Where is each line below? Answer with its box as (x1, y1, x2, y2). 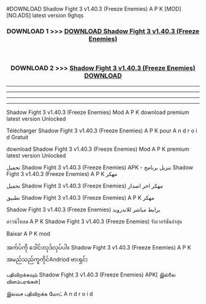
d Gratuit (6, 133, 29, 140)
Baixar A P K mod (6, 230, 51, 237)
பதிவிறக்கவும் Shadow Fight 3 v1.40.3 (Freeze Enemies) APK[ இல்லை (6, 271, 176, 278)
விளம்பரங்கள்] (6, 278, 41, 285)
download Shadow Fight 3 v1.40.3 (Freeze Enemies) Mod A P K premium (6, 145, 190, 153)
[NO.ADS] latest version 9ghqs (6, 12, 84, 19)
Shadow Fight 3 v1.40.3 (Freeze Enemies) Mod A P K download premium (6, 108, 190, 116)
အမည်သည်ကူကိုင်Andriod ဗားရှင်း (6, 256, 88, 263)
